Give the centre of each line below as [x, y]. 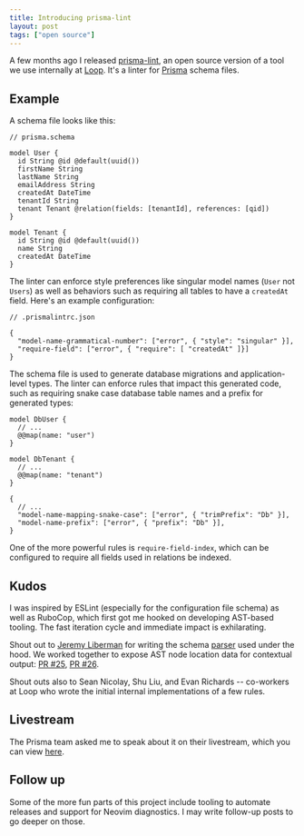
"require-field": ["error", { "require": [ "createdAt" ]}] [133, 349]
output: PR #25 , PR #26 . [54, 664]
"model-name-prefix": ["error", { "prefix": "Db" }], [121, 523]
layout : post [34, 26]
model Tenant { [38, 233]
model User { [34, 154]
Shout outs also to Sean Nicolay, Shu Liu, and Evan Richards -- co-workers [149, 682]
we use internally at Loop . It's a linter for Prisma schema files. [125, 70]
